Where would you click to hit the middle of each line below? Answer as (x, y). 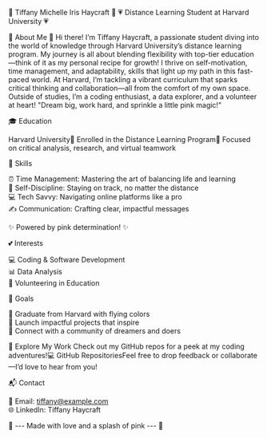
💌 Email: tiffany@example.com (58, 401)
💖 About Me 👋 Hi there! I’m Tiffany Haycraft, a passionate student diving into (134, 37)
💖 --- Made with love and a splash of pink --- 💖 (86, 426)
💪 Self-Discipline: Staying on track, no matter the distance (104, 188)
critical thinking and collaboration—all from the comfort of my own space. (130, 88)
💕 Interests (26, 243)
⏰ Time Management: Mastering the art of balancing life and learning (122, 179)
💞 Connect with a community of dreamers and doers (95, 331)
